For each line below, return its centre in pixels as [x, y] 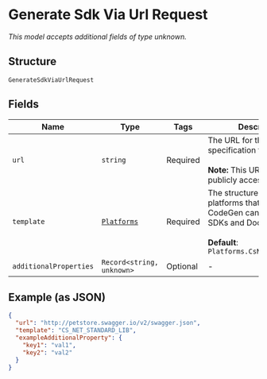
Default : [223, 242]
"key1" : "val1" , [50, 345]
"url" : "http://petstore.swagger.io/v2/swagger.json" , [108, 323]
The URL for [230, 140]
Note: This [227, 170]
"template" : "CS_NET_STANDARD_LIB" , [76, 331]
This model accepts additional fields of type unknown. [97, 37]
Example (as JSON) [57, 297]
